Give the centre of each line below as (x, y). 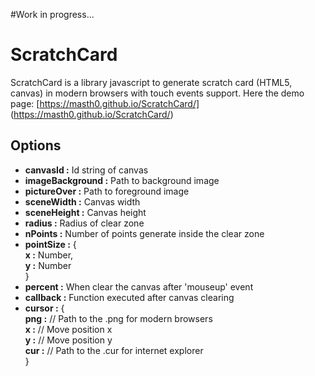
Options (36, 145)
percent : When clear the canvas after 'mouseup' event (139, 286)
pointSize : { (50, 244)
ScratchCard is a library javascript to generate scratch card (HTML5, (151, 82)
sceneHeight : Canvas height (85, 212)
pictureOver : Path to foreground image (107, 191)
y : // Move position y (68, 340)
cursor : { (44, 308)
